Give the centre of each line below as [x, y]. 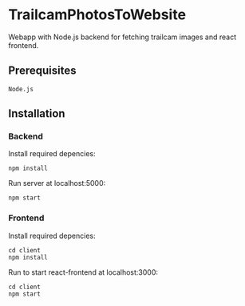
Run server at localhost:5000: [57, 183]
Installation [37, 114]
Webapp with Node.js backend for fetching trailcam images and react [122, 37]
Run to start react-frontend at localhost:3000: [83, 272]
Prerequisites [42, 71]
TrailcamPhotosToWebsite [97, 15]
